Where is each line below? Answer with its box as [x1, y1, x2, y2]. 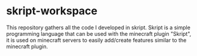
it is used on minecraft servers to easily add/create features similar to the [6, 36, 187, 43]
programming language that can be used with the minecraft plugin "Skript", [6, 30, 192, 37]
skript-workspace [6, 4, 98, 18]
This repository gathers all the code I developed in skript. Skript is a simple [6, 24, 190, 31]
